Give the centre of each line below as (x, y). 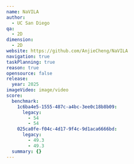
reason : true (23, 68)
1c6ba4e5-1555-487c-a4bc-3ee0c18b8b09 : (67, 107)
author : (16, 17)
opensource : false (29, 73)
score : (14, 96)
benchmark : (25, 101)
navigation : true (28, 56)
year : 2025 (25, 85)
